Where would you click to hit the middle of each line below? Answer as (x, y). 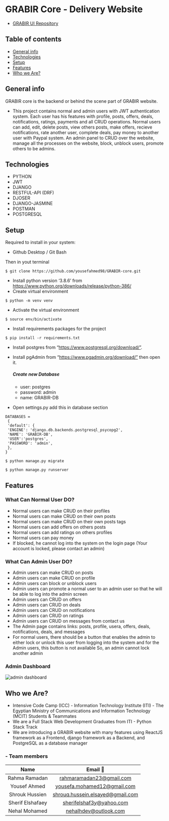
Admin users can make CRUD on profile (54, 578)
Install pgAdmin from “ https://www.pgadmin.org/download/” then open (86, 357)
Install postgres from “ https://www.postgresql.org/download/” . (77, 347)
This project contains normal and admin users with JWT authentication (86, 111)
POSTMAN (24, 209)
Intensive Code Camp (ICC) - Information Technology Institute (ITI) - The (88, 706)
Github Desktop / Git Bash (39, 252)
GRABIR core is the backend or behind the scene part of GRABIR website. (81, 101)
